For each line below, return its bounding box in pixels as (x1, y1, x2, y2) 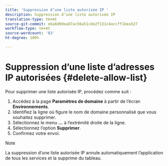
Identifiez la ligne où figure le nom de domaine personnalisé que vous (12, 109, 156, 115)
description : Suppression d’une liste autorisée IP (5, 12, 115, 17)
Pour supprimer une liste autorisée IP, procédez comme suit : (5, 88, 131, 94)
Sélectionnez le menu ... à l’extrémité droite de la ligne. (12, 119, 126, 125)
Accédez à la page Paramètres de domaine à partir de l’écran (12, 98, 140, 104)
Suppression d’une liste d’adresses (5, 61, 154, 73)
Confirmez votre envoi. (12, 130, 60, 136)
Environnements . (12, 103, 49, 109)
